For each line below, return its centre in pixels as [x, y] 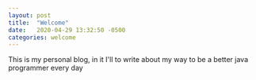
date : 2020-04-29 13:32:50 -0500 [67, 30]
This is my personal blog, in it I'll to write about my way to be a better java [128, 60]
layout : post [30, 15]
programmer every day [46, 68]
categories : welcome [42, 37]
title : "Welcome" [38, 23]
